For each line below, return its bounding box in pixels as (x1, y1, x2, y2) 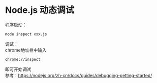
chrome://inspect (5, 57, 41, 62)
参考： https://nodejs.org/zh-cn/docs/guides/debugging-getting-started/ (5, 72, 153, 78)
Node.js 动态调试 (5, 4, 75, 16)
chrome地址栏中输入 (5, 47, 47, 53)
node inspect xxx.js (5, 32, 48, 37)
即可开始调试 (5, 66, 31, 72)
